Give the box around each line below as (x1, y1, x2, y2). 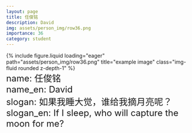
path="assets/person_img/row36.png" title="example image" (6, 58, 155, 65)
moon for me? (6, 118, 64, 129)
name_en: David (6, 84, 73, 95)
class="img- (156, 58, 186, 65)
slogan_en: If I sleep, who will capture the (6, 107, 179, 118)
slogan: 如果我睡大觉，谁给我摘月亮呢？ (6, 97, 173, 108)
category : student (6, 36, 51, 42)
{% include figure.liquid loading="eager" (6, 52, 105, 59)
